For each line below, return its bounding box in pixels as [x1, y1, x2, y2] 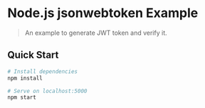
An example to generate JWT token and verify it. [24, 28, 167, 37]
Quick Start [7, 49, 59, 61]
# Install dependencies [7, 67, 78, 75]
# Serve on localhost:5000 [7, 87, 88, 94]
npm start [7, 94, 37, 101]
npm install [7, 75, 43, 82]
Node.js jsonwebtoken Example [7, 5, 199, 21]
